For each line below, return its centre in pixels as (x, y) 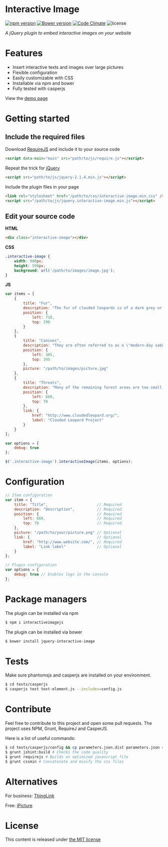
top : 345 (41, 359)
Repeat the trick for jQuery (32, 168)
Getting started (37, 119)
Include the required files (45, 137)
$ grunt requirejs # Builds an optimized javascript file (67, 757)
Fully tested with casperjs (39, 88)
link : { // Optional (68, 537)
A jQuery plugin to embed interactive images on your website (68, 33)
